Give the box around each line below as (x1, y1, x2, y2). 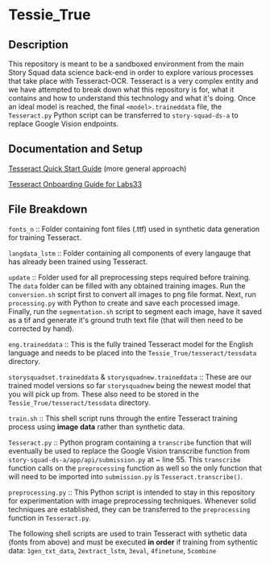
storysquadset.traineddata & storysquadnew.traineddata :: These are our (8, 372, 252, 382)
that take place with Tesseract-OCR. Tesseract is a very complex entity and (8, 77, 259, 85)
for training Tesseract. (8, 232, 82, 242)
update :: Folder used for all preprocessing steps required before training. (8, 272, 251, 282)
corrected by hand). (8, 324, 75, 333)
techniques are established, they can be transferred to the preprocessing (8, 504, 251, 514)
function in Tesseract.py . (8, 513, 91, 523)
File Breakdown (8, 203, 88, 217)
